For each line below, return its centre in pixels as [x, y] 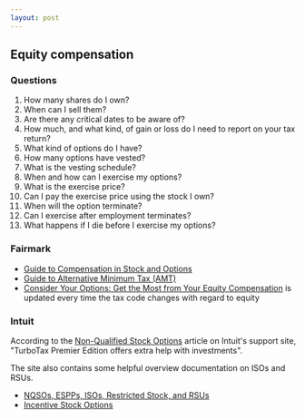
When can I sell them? [65, 110]
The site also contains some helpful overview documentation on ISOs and [148, 367]
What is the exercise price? [74, 187]
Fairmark [30, 248]
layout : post [35, 18]
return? [37, 139]
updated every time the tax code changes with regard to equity [141, 297]
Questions [34, 80]
